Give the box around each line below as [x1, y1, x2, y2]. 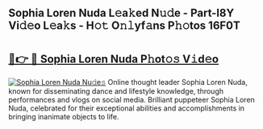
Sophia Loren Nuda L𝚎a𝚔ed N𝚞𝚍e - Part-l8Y [8, 6, 235, 20]
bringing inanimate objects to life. [8, 112, 119, 121]
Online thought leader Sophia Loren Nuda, [107, 78, 248, 87]
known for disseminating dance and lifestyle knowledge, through [8, 87, 224, 95]
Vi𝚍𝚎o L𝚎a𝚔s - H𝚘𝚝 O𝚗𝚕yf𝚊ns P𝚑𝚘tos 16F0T [8, 19, 240, 33]
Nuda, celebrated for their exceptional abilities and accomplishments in [8, 103, 244, 113]
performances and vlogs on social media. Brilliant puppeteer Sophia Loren [8, 95, 256, 104]
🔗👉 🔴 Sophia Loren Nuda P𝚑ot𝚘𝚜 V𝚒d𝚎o [8, 52, 219, 66]
